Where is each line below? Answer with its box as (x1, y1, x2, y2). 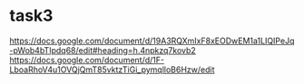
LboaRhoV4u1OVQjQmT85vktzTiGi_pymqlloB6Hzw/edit (9, 64, 215, 75)
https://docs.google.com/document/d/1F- (9, 54, 165, 65)
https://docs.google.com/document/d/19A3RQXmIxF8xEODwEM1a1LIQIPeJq (9, 35, 295, 46)
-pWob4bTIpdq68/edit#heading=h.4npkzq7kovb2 (9, 44, 197, 55)
